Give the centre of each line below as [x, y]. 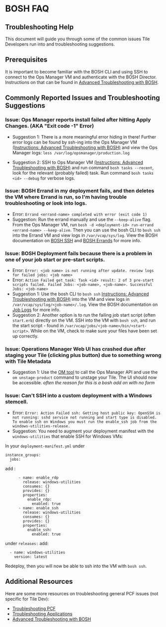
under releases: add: [27, 543]
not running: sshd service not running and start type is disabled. [84, 418]
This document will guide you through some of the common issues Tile [78, 39]
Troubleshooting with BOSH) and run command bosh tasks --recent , [83, 167]
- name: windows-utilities [37, 552]
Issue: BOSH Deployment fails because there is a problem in [79, 253]
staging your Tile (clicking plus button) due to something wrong [83, 355]
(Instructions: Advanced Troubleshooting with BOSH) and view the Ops [85, 147]
